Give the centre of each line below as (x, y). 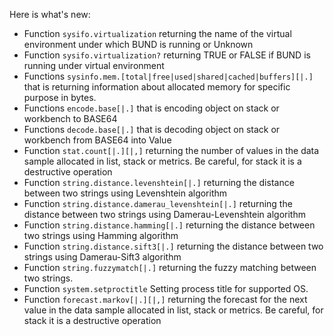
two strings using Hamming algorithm (101, 235)
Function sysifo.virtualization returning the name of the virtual (157, 33)
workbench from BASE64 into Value (97, 140)
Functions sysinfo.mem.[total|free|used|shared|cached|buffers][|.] (168, 76)
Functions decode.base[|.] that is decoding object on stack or (152, 129)
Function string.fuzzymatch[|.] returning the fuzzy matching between (170, 267)
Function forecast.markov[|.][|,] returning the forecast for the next (165, 299)
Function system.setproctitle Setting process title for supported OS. (166, 288)
